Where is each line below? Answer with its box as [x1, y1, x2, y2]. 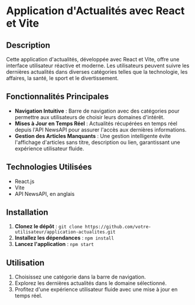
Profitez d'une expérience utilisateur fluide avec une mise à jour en [14, 286, 178, 293]
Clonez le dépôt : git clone [14, 223, 83, 230]
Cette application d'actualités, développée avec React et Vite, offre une [6, 56, 180, 63]
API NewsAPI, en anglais [14, 190, 75, 197]
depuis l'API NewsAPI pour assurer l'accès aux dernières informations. [14, 126, 187, 133]
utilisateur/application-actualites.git [14, 229, 116, 235]
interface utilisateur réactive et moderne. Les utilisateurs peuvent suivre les [6, 62, 190, 69]
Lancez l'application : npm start [14, 241, 95, 248]
